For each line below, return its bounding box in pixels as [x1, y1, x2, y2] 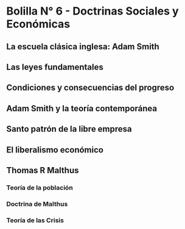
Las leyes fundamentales [6, 62, 103, 72]
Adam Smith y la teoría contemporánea [6, 103, 158, 114]
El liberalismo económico [6, 145, 103, 155]
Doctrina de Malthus [6, 199, 68, 208]
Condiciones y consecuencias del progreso [6, 83, 175, 93]
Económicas [6, 17, 71, 31]
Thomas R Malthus [6, 165, 79, 176]
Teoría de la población [6, 183, 73, 192]
